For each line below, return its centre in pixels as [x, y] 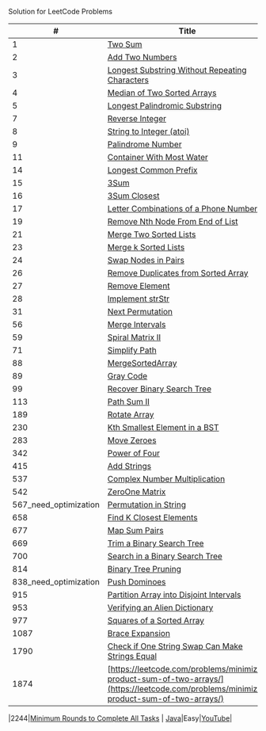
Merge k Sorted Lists [146, 247]
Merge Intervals [137, 324]
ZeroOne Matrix [137, 492]
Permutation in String [146, 504]
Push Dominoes [137, 582]
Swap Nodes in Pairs [146, 260]
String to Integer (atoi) [148, 131]
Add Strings [129, 466]
